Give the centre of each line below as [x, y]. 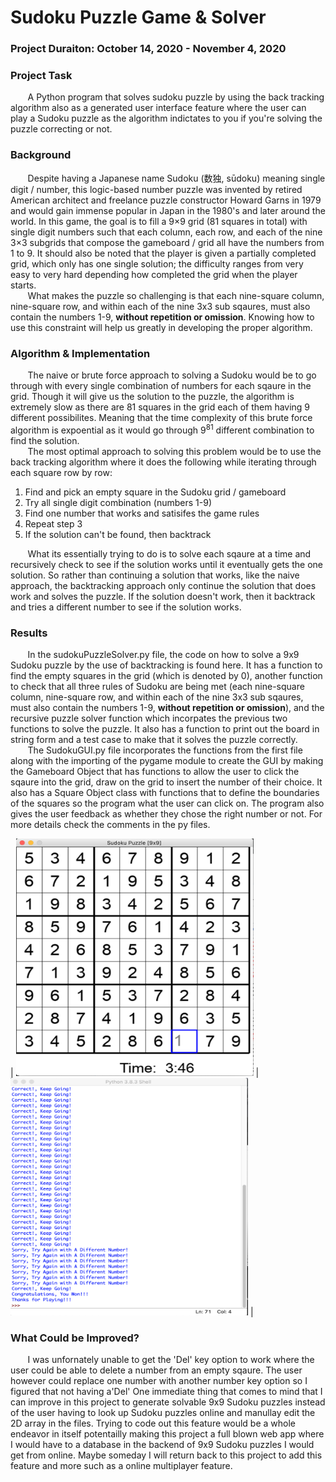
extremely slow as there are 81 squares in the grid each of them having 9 [160, 407]
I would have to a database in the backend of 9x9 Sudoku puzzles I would [162, 1445]
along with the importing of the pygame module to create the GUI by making [167, 760]
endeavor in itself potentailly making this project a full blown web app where [167, 1434]
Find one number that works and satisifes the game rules [142, 513]
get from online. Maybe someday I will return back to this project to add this [166, 1455]
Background [41, 155]
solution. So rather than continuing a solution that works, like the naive [155, 575]
